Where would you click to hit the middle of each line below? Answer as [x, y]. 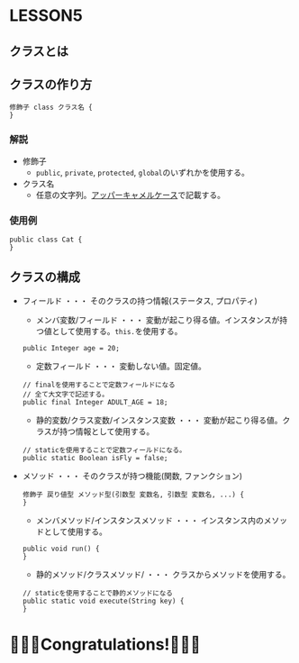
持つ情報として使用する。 [107, 431]
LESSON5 [46, 16]
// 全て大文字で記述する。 [66, 394]
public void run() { [61, 549]
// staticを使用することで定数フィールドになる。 [104, 450]
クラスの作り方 [51, 84]
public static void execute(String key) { [103, 601]
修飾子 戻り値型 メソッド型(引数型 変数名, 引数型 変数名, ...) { [133, 495]
